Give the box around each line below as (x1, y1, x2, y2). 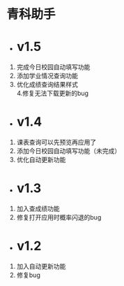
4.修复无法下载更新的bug (16, 89, 88, 98)
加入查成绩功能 (16, 204, 60, 213)
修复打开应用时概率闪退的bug (16, 213, 102, 221)
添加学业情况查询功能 (16, 71, 78, 80)
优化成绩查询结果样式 (16, 80, 78, 89)
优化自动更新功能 (16, 155, 66, 164)
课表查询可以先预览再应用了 (16, 138, 97, 147)
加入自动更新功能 (16, 262, 66, 270)
